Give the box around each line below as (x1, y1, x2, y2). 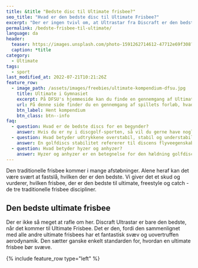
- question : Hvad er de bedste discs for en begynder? (11, 124, 149, 130)
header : (6, 36, 25, 42)
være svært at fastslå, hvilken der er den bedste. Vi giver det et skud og (6, 173, 181, 180)
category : (6, 52, 31, 58)
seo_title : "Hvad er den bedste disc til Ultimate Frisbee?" (6, 14, 160, 20)
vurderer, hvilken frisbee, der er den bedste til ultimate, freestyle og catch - (6, 180, 189, 187)
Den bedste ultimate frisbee (6, 203, 111, 213)
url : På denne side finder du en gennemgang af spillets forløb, (16, 101, 181, 108)
